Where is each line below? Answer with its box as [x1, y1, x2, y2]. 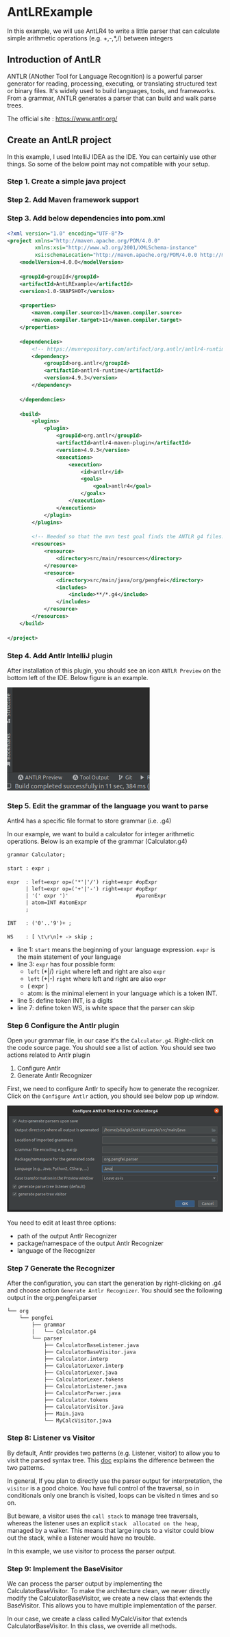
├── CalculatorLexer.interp [43, 1362, 125, 1370]
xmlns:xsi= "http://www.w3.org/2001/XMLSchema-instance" [34, 245, 197, 251]
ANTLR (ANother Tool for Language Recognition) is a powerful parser [7, 72, 203, 80]
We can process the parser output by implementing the [7, 1579, 163, 1588]
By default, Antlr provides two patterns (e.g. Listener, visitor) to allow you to [7, 1449, 220, 1457]
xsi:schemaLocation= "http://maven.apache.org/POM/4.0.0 [34, 251, 197, 259]
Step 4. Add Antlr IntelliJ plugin [7, 651, 113, 660]
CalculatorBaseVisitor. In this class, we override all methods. [7, 1621, 177, 1630]
